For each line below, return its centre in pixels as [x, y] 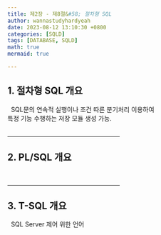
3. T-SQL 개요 [37, 205]
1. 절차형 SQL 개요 [45, 91]
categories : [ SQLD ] [36, 34]
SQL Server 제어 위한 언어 [47, 224]
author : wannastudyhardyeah [49, 21]
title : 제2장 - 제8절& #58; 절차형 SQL [60, 14]
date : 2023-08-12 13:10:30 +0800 [57, 27]
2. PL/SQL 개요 [40, 157]
